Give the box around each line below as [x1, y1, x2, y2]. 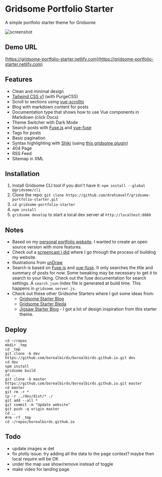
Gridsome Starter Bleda [19, 301, 66, 307]
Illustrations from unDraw [12, 260, 63, 266]
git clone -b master [5, 377, 47, 382]
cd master [5, 385, 25, 390]
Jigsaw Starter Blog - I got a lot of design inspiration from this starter [19, 306, 157, 312]
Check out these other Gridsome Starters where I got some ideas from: [12, 291, 154, 297]
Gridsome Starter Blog [19, 296, 64, 302]
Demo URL [5, 43, 37, 52]
